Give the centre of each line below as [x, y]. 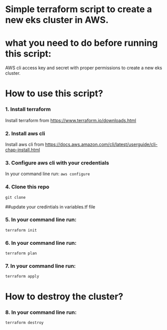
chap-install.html [23, 149]
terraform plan [21, 253]
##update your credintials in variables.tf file [50, 207]
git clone [16, 197]
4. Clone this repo [27, 187]
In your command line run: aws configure [48, 174]
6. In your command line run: [41, 243]
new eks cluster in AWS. [57, 20]
